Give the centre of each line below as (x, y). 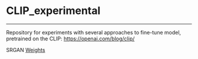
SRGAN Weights (26, 50)
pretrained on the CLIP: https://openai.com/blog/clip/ (70, 39)
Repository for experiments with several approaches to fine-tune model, (94, 32)
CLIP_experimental (53, 11)
